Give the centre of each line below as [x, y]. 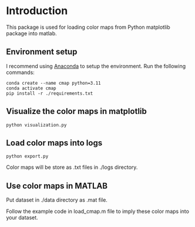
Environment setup [42, 52]
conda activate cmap [31, 88]
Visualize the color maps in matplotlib [76, 111]
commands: [21, 72]
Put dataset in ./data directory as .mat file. [57, 200]
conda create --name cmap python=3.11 [53, 83]
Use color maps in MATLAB [57, 186]
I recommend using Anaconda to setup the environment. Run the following [96, 66]
